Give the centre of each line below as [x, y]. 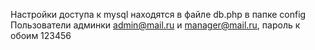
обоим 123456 [41, 35]
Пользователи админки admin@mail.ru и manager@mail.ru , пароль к [155, 25]
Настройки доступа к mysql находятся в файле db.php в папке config [158, 14]
